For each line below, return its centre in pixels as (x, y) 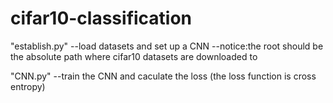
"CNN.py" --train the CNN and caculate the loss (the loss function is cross (163, 76)
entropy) (28, 86)
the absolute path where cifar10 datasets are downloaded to (134, 56)
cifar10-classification (101, 18)
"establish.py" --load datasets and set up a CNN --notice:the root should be (167, 46)
